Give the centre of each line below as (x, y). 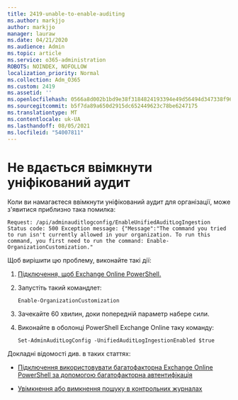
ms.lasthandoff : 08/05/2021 (49, 126)
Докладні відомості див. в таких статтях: (69, 354)
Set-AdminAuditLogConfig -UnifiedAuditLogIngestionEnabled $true (116, 341)
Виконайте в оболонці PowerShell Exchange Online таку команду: (116, 328)
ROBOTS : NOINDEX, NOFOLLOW (47, 67)
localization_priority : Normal (53, 73)
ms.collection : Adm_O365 (44, 80)
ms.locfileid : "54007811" (45, 132)
